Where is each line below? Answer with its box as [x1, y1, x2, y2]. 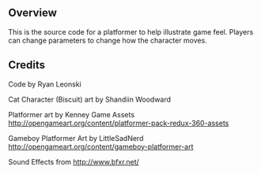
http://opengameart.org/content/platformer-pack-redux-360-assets [8, 118, 229, 128]
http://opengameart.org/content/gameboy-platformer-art [8, 142, 194, 151]
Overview [8, 6, 58, 20]
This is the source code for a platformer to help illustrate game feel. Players [8, 27, 254, 36]
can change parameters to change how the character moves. [8, 35, 207, 45]
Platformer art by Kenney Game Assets [8, 109, 135, 119]
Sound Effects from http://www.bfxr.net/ [8, 157, 140, 166]
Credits [8, 58, 46, 72]
